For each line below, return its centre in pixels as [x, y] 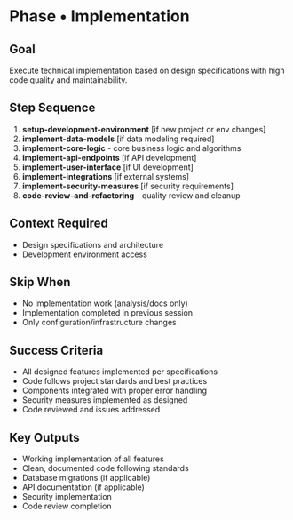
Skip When [40, 282]
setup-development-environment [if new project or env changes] [144, 129]
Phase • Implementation [99, 16]
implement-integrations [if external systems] [105, 176]
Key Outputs [44, 437]
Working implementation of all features [93, 459]
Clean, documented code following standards [105, 468]
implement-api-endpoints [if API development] [109, 157]
